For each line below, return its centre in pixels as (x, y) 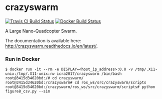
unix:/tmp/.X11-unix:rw (30, 74)
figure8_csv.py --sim (28, 91)
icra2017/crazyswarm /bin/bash (89, 74)
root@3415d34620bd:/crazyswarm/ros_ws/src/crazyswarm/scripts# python (80, 87)
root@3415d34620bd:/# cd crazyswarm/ (44, 78)
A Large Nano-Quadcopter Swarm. (41, 31)
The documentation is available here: (43, 40)
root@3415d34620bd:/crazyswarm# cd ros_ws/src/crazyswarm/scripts (76, 83)
